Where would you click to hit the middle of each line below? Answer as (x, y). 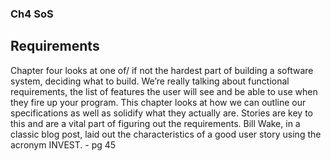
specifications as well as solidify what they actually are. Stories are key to (161, 113)
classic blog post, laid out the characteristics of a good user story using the (166, 134)
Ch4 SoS (32, 14)
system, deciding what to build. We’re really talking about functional (150, 81)
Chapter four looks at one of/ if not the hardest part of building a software (162, 70)
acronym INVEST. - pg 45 (63, 144)
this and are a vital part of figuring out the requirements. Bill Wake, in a (155, 123)
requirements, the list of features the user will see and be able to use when (164, 91)
